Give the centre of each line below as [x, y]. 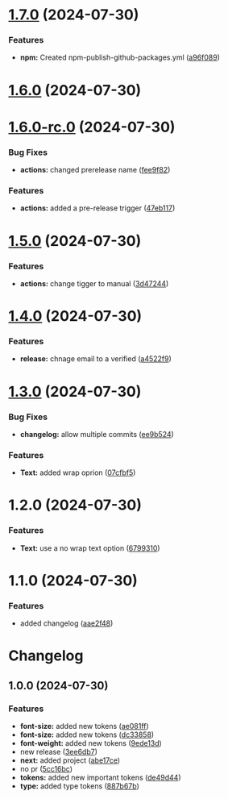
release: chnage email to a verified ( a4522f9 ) [95, 359]
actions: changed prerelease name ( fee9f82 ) [95, 170]
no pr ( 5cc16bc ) [46, 769]
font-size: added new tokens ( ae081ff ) [84, 726]
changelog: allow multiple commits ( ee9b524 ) [97, 434]
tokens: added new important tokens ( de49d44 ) [100, 778]
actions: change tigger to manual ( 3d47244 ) [94, 283]
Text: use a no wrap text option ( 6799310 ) [90, 548]
